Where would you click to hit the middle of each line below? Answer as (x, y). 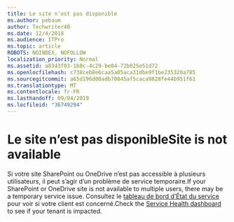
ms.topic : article (34, 46)
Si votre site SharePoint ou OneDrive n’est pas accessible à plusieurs (106, 174)
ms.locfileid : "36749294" (45, 105)
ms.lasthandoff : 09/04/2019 (48, 99)
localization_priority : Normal (53, 60)
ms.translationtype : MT (42, 85)
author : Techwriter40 (39, 27)
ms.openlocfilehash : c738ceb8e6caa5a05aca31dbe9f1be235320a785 (102, 72)
